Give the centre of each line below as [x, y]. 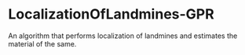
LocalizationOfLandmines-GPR [111, 14]
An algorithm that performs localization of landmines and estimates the [123, 36]
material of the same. [42, 43]
